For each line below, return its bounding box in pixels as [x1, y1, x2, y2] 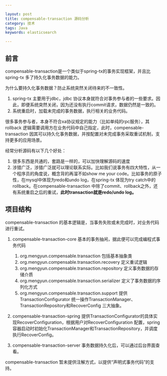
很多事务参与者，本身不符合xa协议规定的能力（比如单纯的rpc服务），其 [5, 118, 150, 124]
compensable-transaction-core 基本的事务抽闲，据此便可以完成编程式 [12, 236, 157, 242]
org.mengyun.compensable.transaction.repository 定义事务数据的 [19, 265, 155, 271]
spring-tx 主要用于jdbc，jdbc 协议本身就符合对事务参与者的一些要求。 [12, 95, 157, 101]
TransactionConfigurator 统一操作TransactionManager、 [19, 296, 136, 302]
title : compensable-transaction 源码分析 [5, 16, 89, 21]
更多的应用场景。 [9, 137, 45, 143]
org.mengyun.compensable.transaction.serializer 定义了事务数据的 [19, 278, 157, 284]
